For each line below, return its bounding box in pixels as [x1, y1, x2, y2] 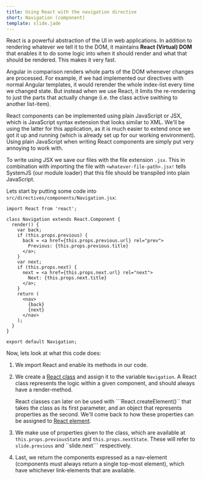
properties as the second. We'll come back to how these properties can [15, 411, 194, 418]
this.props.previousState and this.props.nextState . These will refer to [15, 436, 196, 443]
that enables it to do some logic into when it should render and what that [6, 50, 187, 57]
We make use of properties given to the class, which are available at [15, 429, 186, 436]
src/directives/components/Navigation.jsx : [6, 194, 117, 201]
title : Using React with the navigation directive [6, 9, 137, 15]
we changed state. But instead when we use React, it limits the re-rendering [6, 88, 196, 95]
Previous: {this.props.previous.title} [28, 243, 129, 250]
